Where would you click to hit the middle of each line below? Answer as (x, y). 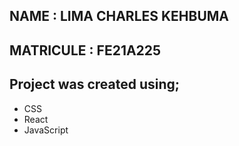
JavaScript (46, 130)
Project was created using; (95, 84)
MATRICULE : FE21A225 (85, 50)
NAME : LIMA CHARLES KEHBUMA (119, 16)
